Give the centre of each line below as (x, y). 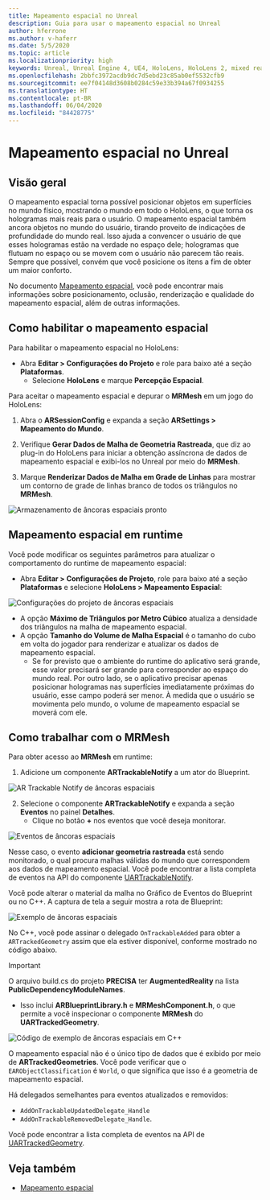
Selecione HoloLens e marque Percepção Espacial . (118, 380)
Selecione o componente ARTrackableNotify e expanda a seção (127, 804)
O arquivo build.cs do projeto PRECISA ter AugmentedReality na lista (124, 981)
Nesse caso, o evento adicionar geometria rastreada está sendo (116, 852)
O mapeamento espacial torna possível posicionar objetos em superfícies (130, 202)
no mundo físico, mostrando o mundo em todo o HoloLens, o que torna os (131, 210)
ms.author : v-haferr (43, 38)
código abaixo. (33, 950)
